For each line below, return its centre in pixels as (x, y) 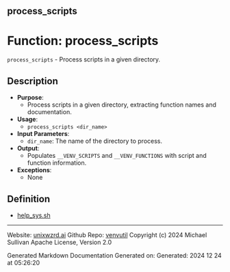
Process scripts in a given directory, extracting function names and (122, 105)
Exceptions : (34, 170)
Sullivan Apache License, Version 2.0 (59, 242)
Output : (28, 148)
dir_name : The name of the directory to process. (95, 141)
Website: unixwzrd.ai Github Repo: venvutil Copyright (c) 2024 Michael (107, 234)
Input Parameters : (43, 134)
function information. (57, 163)
